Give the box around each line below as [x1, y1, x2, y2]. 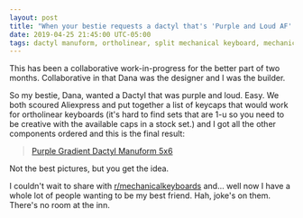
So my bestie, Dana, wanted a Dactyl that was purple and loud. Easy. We [9, 90, 280, 101]
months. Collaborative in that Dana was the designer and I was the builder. [9, 73, 286, 84]
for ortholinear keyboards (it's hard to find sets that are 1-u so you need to [9, 109, 285, 120]
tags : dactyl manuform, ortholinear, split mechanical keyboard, [9, 38, 260, 48]
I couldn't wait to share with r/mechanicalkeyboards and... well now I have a [9, 181, 291, 192]
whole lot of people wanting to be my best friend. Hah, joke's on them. [9, 190, 271, 201]
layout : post [9, 13, 59, 23]
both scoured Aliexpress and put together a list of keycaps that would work [9, 100, 289, 111]
